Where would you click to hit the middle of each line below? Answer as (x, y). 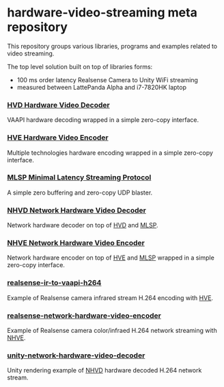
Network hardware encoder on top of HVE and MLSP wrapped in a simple (111, 258)
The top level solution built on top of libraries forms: (80, 66)
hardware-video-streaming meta (102, 13)
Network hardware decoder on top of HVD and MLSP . (83, 225)
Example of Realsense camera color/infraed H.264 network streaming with (112, 331)
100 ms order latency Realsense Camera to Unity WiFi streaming (107, 79)
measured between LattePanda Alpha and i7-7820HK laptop (101, 87)
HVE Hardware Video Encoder (58, 138)
